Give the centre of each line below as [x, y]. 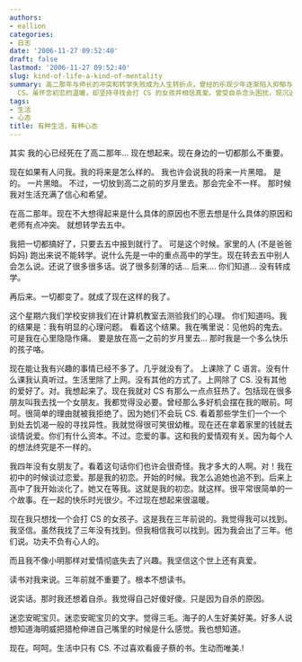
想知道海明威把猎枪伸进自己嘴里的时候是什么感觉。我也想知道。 [127, 629]
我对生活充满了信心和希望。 [61, 194]
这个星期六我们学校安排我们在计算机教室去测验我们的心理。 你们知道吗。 [144, 316]
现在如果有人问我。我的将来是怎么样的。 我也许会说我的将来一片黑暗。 [140, 172]
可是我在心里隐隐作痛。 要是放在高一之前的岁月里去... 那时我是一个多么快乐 [149, 338]
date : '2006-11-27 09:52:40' [64, 51]
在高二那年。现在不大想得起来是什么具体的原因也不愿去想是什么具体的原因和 [151, 213]
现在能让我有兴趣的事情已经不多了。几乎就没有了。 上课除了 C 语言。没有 [146, 368]
